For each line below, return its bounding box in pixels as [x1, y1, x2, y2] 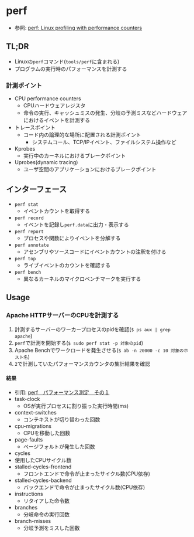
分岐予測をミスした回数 [23, 524, 80, 531]
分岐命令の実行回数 [23, 511, 70, 518]
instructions [14, 490, 44, 497]
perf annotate [14, 242, 49, 248]
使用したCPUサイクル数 [14, 456, 72, 464]
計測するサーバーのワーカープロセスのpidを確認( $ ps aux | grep [14, 325, 171, 332]
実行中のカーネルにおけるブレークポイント [23, 152, 126, 159]
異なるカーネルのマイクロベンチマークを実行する [23, 275, 141, 282]
